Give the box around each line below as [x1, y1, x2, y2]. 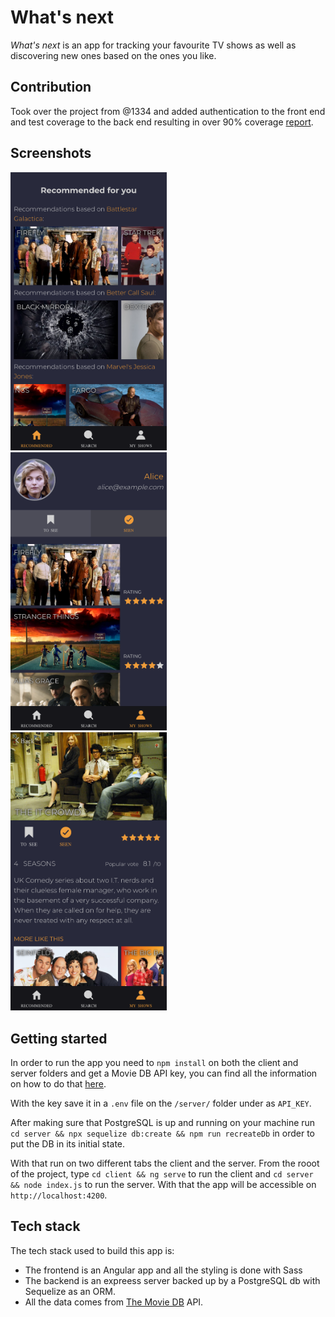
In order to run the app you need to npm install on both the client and [10, 1056, 299, 1068]
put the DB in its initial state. [10, 1137, 126, 1150]
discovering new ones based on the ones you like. [10, 49, 217, 61]
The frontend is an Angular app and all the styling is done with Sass [24, 1264, 303, 1276]
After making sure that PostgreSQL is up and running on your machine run [10, 1116, 316, 1128]
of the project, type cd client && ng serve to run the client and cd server [10, 1167, 314, 1180]
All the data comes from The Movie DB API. [24, 1296, 204, 1308]
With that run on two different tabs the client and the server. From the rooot [10, 1157, 320, 1169]
